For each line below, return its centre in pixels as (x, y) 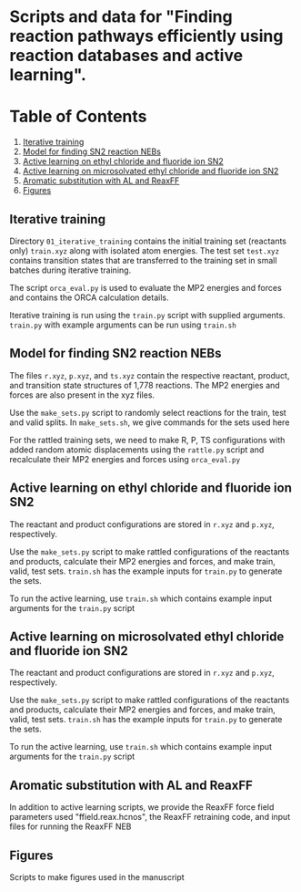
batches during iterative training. (70, 270)
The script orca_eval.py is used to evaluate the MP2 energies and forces (145, 287)
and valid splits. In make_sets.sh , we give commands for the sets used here (150, 422)
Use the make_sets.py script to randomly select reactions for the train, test (148, 412)
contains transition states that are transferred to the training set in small (143, 260)
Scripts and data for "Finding (121, 17)
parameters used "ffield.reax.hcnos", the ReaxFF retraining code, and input (150, 817)
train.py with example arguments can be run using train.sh (123, 325)
